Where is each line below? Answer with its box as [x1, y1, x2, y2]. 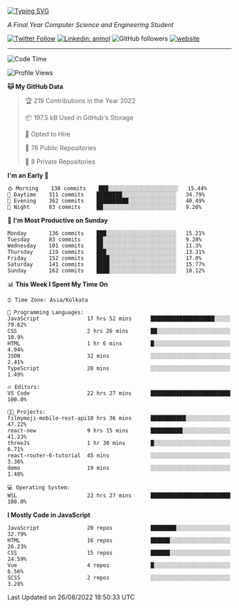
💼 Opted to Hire [24, 130, 71, 138]
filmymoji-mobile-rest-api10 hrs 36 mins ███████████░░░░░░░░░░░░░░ [7, 415, 231, 422]
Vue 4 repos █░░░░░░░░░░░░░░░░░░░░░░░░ [7, 562, 231, 569]
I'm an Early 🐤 [7, 171, 49, 179]
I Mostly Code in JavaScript [7, 511, 91, 519]
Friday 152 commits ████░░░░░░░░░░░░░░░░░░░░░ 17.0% [7, 255, 202, 262]
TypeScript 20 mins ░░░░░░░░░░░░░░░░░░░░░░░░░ [7, 365, 231, 372]
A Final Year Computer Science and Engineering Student [7, 21, 174, 28]
